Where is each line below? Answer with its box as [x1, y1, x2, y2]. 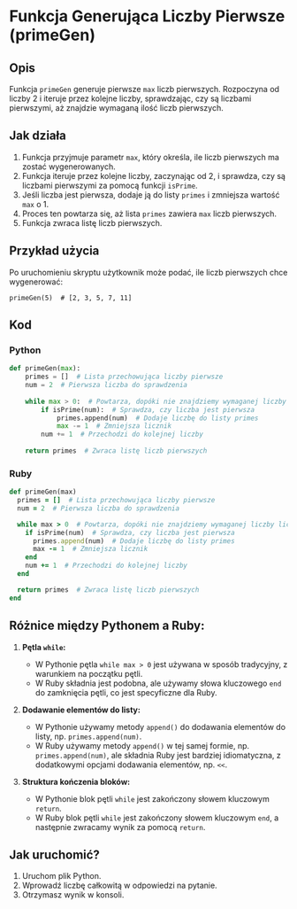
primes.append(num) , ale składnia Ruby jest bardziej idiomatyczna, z [34, 750, 281, 760]
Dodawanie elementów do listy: [21, 704, 141, 715]
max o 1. [21, 198, 49, 209]
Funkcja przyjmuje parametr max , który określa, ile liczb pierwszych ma [21, 151, 280, 162]
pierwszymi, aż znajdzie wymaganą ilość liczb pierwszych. [9, 103, 224, 113]
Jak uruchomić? [9, 847, 100, 862]
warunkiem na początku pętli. [34, 668, 143, 679]
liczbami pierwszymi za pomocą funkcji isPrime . [21, 180, 198, 190]
